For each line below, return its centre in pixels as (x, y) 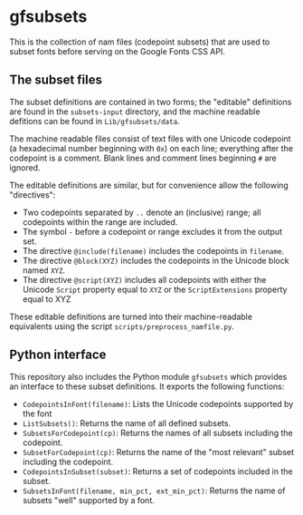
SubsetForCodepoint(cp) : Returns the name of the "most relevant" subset (158, 452)
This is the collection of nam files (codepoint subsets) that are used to (140, 42)
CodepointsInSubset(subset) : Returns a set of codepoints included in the (157, 471)
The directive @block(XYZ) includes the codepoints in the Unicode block (156, 260)
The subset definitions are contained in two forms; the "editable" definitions (151, 102)
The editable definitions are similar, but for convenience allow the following (149, 185)
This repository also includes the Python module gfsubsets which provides (148, 376)
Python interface (58, 355)
